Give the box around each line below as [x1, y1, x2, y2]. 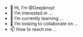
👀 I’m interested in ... [10, 10, 53, 16]
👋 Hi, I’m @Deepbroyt [10, 5, 55, 10]
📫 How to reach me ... [10, 26, 57, 32]
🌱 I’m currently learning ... [10, 15, 64, 21]
